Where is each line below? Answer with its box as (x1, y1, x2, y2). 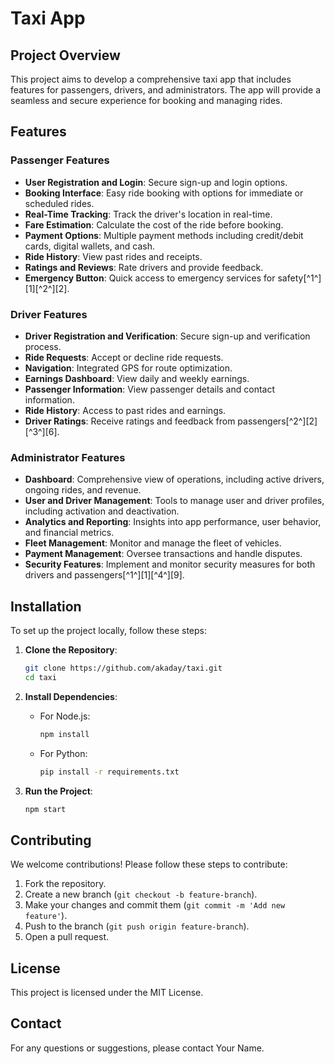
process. (24, 340, 62, 352)
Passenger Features (10, 153, 110, 167)
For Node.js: (39, 710, 91, 722)
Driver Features (10, 307, 88, 321)
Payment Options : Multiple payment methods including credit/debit (24, 229, 304, 241)
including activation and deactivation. (24, 505, 180, 517)
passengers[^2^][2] (237, 415, 318, 427)
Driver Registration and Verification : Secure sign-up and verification (24, 330, 311, 342)
